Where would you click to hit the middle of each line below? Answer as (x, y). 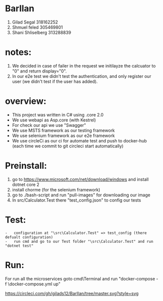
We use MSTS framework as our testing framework (63, 130)
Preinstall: (26, 166)
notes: (18, 52)
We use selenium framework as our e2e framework (63, 136)
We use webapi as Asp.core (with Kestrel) (54, 120)
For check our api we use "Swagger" (49, 125)
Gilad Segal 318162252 (35, 22)
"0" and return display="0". (39, 71)
